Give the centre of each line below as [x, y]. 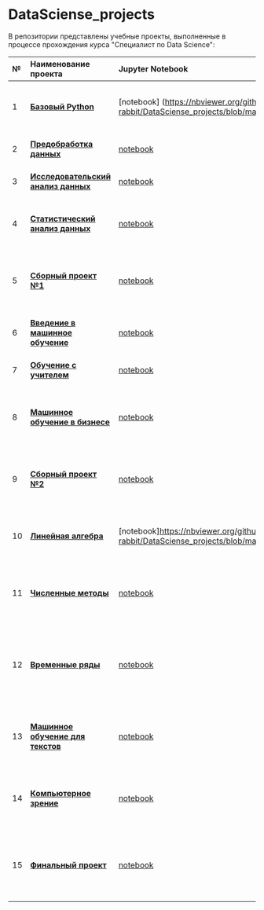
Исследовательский [71, 176]
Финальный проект [69, 864]
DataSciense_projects [82, 15]
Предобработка [62, 144]
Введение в [53, 322]
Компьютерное [61, 793]
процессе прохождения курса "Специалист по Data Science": [112, 44]
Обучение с [53, 365]
